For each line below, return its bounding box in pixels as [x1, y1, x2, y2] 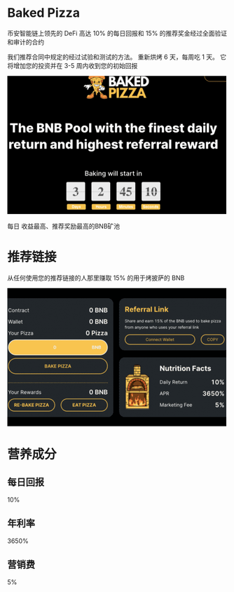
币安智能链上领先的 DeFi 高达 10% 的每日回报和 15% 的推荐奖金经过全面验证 [7, 29, 228, 37]
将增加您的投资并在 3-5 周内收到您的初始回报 [7, 61, 138, 69]
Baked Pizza [7, 5, 81, 21]
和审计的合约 [7, 37, 44, 46]
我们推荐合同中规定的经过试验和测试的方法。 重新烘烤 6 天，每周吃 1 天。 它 [7, 53, 226, 61]
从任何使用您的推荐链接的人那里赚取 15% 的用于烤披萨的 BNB [7, 274, 185, 282]
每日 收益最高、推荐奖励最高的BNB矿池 [7, 222, 121, 230]
